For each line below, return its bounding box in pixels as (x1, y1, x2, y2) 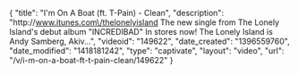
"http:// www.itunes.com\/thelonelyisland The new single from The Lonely (9, 17, 280, 28)
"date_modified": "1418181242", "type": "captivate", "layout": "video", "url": (9, 45, 285, 56)
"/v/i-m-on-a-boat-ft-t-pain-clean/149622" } (9, 55, 174, 65)
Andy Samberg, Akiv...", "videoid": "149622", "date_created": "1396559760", (9, 36, 290, 46)
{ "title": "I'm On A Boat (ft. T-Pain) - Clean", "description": (9, 8, 225, 18)
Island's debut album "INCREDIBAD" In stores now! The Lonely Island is (9, 27, 273, 37)
